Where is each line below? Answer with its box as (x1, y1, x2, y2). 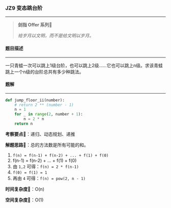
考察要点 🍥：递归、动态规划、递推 (5, 131, 75, 137)
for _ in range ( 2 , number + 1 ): (14, 112, 83, 117)
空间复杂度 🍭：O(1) (5, 197, 44, 203)
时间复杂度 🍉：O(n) (5, 186, 45, 192)
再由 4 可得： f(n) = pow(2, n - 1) (12, 175, 86, 181)
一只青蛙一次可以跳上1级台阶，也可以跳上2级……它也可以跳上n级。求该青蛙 (5, 62, 163, 68)
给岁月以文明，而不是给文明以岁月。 (17, 33, 94, 39)
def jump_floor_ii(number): (5, 98, 65, 103)
